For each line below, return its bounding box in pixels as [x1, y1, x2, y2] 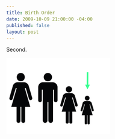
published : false [6, 22, 50, 28]
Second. [6, 46, 27, 54]
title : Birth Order [6, 10, 55, 16]
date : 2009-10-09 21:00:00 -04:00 [6, 16, 93, 22]
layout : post [6, 29, 39, 35]
